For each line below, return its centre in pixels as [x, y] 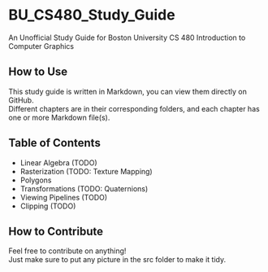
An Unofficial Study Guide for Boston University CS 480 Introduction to [127, 37]
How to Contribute [56, 231]
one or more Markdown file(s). [59, 117]
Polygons [36, 180]
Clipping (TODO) [48, 206]
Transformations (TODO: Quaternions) [84, 188]
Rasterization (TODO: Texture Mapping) [86, 171]
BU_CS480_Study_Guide [92, 15]
